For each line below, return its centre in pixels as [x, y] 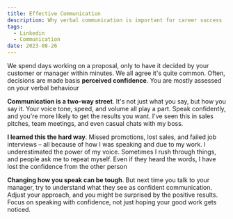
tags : [15, 26]
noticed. [19, 210]
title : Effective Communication [54, 14]
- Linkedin [29, 33]
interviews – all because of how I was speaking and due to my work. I [107, 144]
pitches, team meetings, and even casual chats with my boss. [95, 123]
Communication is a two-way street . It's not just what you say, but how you [116, 101]
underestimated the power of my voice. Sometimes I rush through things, [112, 152]
